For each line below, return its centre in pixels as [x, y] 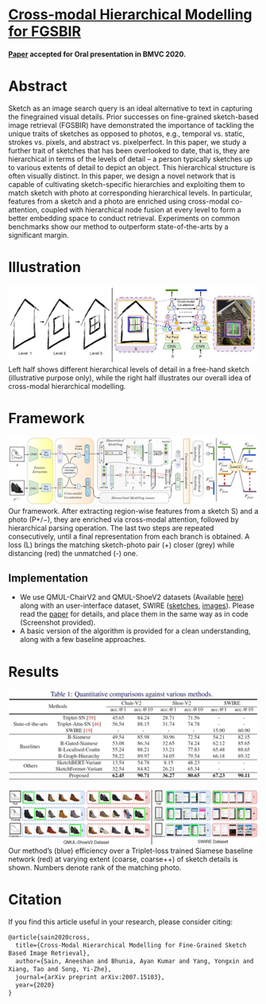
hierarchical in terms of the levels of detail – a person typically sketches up [131, 159]
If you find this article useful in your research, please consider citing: [120, 922]
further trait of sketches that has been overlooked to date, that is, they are [129, 150]
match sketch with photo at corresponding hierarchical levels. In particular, [130, 193]
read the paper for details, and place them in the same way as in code [134, 614]
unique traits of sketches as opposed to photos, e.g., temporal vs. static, [127, 134]
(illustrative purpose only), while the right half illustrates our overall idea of [130, 377]
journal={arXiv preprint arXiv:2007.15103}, [90, 977]
